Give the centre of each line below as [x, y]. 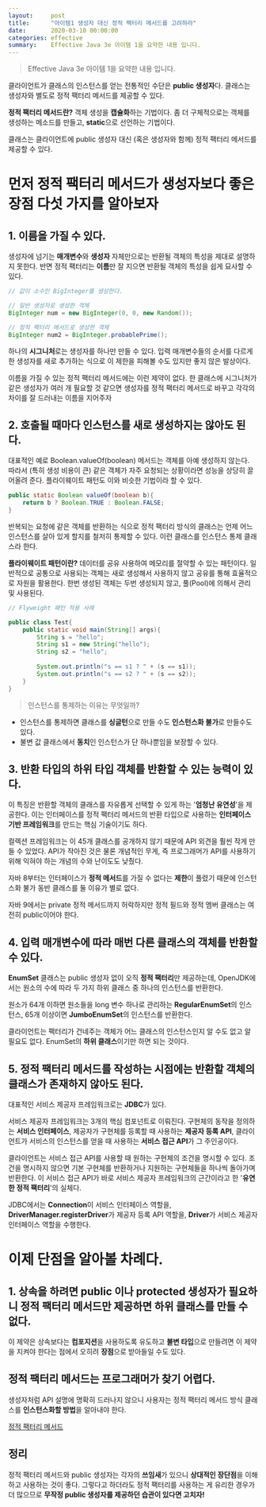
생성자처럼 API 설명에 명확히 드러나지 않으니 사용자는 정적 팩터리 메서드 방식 [125, 1400]
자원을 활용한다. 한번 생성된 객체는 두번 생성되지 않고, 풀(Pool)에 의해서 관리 [133, 583]
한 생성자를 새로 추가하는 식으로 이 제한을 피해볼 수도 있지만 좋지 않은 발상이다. [129, 361]
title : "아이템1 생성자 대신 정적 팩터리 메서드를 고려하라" [103, 23]
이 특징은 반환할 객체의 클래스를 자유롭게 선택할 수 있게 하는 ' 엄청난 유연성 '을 [126, 805]
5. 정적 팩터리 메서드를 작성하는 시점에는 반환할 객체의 [132, 1069]
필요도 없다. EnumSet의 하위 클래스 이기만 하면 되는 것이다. [99, 1041]
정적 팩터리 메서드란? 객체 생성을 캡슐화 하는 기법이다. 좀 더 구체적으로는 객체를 [129, 113]
